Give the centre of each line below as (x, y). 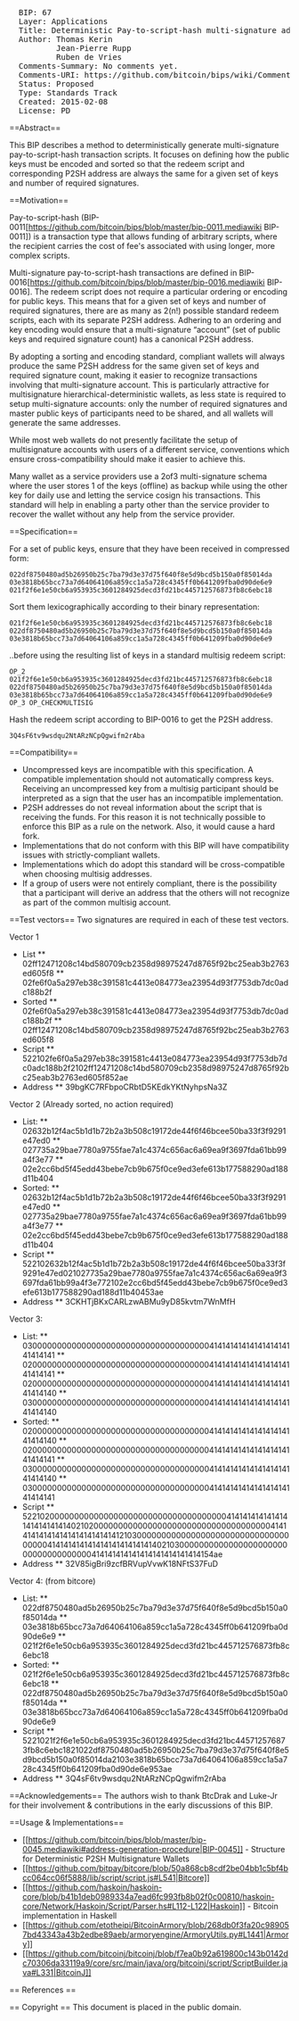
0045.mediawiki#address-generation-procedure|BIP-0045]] (133, 1849)
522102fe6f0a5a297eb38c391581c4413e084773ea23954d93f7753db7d (154, 1058)
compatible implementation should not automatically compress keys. (148, 779)
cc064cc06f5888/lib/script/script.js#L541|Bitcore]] (116, 1878)
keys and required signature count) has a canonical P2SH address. (132, 339)
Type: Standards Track (68, 93)
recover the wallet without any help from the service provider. (122, 514)
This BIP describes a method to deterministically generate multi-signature (144, 145)
